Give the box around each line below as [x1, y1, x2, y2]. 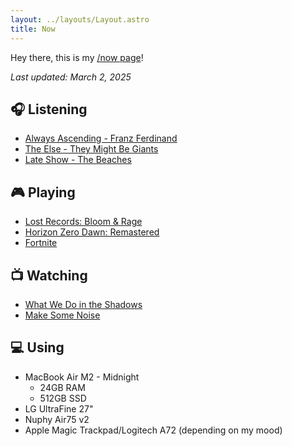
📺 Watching [10, 267, 88, 284]
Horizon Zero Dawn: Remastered [24, 226, 160, 238]
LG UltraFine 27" [24, 402, 94, 415]
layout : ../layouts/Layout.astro [10, 14, 150, 25]
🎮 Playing [10, 184, 76, 201]
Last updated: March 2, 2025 [10, 71, 132, 83]
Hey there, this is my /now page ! [10, 51, 144, 63]
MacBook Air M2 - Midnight [24, 371, 140, 383]
